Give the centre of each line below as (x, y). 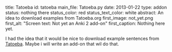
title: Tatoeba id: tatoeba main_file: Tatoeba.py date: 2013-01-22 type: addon (86, 7)
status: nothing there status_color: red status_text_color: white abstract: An (84, 13)
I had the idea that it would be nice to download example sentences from (82, 38)
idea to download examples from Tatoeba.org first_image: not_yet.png (79, 18)
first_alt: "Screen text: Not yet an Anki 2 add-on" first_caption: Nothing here (85, 23)
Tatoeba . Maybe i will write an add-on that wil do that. (62, 44)
